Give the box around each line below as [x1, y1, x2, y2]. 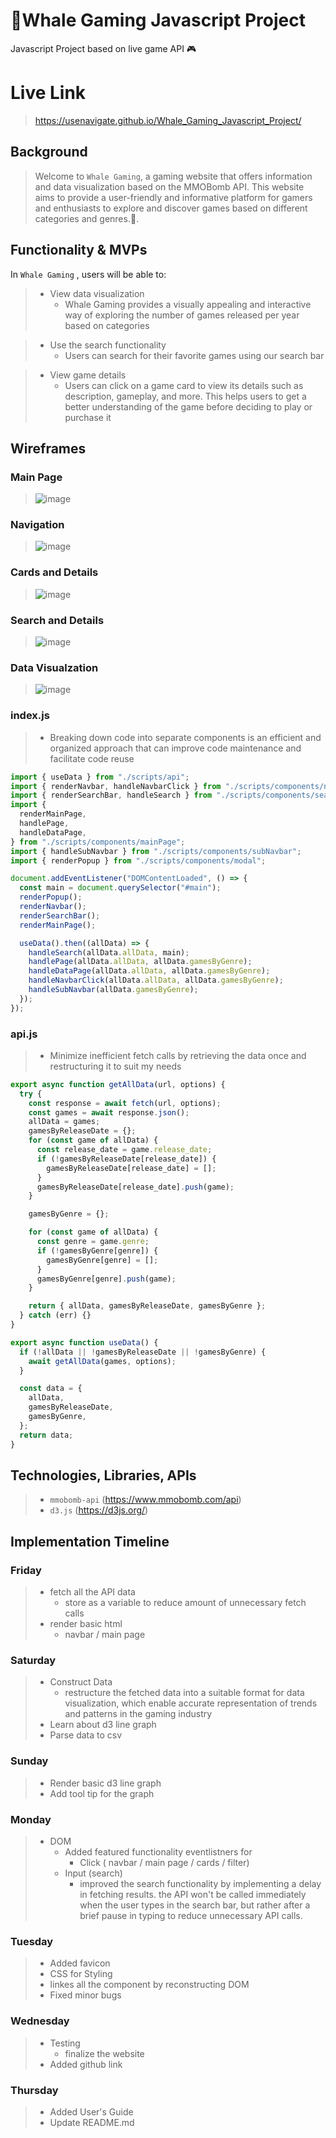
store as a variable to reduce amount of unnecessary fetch [64, 1597, 307, 1609]
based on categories [64, 319, 150, 331]
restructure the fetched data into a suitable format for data [64, 1687, 305, 1699]
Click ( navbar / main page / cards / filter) [79, 1856, 250, 1868]
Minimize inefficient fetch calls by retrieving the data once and [49, 1049, 307, 1061]
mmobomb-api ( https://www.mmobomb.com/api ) [49, 1494, 242, 1506]
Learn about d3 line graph [49, 1719, 157, 1731]
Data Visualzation [10, 661, 99, 674]
